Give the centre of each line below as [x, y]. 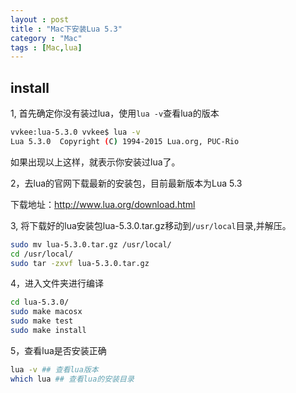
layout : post [40, 19]
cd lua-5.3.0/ [40, 302]
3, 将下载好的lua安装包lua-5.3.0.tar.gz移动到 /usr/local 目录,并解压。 [151, 225]
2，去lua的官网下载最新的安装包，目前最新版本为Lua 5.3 [126, 183]
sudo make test [42, 321]
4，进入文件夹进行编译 [57, 283]
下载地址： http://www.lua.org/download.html [103, 204]
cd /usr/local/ [42, 254]
